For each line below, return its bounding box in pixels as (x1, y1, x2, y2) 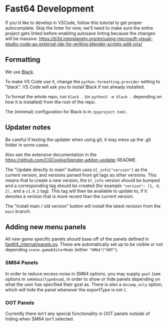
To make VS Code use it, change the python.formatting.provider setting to (5, 78, 160, 84)
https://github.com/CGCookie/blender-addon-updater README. (5, 156, 137, 163)
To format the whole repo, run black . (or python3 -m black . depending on (5, 93, 162, 99)
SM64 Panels (5, 259, 38, 266)
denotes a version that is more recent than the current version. (5, 193, 134, 199)
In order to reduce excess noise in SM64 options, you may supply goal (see (5, 270, 161, 276)
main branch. (5, 208, 31, 214)
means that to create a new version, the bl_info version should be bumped (5, 177, 160, 183)
